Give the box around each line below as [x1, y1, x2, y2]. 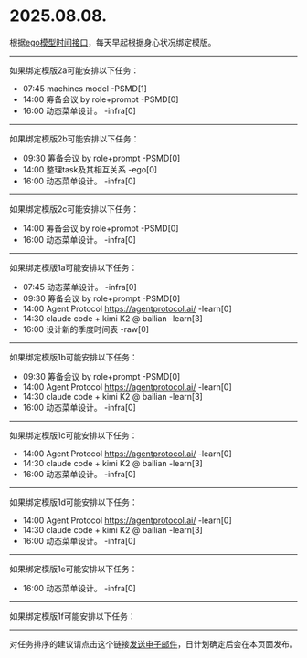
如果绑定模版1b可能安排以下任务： [9, 351, 139, 362]
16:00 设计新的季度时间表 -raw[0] [22, 323, 149, 334]
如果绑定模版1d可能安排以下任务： [9, 496, 139, 507]
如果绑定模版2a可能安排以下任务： [9, 65, 140, 76]
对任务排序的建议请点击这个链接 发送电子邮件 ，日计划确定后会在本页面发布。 [9, 638, 298, 649]
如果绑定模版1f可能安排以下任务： [9, 611, 136, 621]
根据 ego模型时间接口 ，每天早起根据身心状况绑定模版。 [9, 37, 217, 47]
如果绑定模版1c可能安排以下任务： [9, 430, 138, 441]
